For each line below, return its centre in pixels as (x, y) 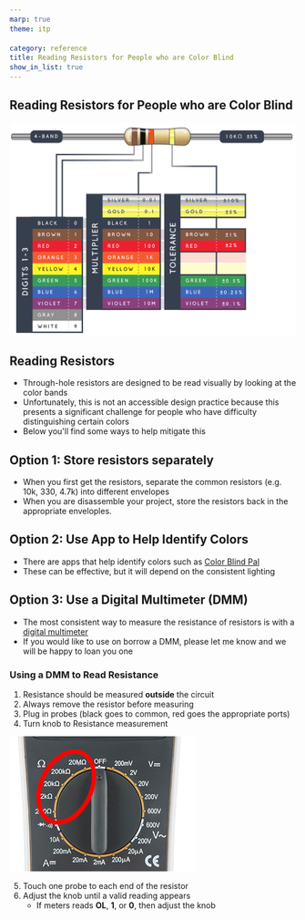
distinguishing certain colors (76, 422)
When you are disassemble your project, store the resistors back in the (155, 501)
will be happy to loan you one (78, 651)
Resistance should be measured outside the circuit (118, 694)
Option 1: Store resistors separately (112, 460)
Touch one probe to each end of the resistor (106, 885)
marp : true (30, 19)
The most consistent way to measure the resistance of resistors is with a (158, 622)
